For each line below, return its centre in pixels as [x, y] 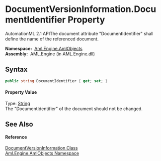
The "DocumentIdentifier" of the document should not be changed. [74, 109]
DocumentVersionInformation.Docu [81, 9]
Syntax [16, 70]
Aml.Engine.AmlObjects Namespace [42, 154]
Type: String [18, 103]
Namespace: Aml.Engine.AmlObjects [44, 48]
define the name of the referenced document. [52, 39]
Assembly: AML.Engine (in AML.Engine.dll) [50, 54]
